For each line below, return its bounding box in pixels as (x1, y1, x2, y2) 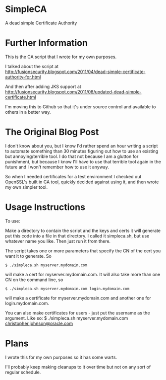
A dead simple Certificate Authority (5, 20, 77, 26)
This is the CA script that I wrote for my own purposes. (5, 54, 117, 60)
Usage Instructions (5, 202, 86, 213)
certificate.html (5, 94, 36, 100)
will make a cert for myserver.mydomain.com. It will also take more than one (5, 271, 161, 277)
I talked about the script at (5, 63, 58, 69)
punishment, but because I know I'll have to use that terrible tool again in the (5, 158, 161, 164)
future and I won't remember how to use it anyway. (5, 164, 109, 170)
